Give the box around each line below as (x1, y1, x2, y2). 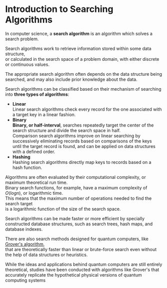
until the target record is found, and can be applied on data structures (12, 143, 156, 149)
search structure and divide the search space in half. (12, 127, 121, 133)
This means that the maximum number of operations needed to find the (5, 195, 152, 201)
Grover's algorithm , (5, 241, 45, 247)
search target (5, 200, 33, 206)
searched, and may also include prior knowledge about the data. (5, 76, 138, 82)
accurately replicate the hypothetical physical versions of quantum (5, 272, 142, 278)
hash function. (12, 164, 42, 170)
